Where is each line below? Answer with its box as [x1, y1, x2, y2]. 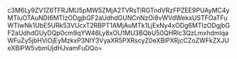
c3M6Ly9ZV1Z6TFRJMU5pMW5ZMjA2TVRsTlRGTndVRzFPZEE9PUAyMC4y [7, 6, 230, 14]
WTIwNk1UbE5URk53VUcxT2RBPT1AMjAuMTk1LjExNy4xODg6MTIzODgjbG [7, 21, 230, 29]
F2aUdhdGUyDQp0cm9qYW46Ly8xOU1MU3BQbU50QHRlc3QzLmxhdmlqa [7, 28, 229, 37]
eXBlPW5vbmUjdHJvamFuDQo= [7, 44, 102, 52]
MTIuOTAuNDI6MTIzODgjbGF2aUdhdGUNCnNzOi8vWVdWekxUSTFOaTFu [7, 14, 228, 22]
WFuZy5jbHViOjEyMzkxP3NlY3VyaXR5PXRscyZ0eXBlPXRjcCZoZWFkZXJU [7, 36, 229, 45]
